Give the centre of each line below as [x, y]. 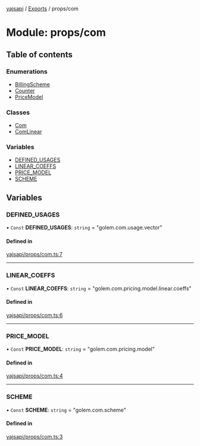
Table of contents [39, 54]
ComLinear [28, 132]
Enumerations [27, 71]
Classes [18, 112]
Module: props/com [56, 33]
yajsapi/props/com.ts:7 [34, 255]
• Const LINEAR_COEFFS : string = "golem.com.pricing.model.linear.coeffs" [99, 288]
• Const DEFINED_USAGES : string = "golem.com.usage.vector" [84, 228]
